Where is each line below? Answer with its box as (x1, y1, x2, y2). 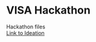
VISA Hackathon (6, 4, 91, 17)
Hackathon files (6, 23, 45, 30)
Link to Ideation (6, 29, 45, 36)
